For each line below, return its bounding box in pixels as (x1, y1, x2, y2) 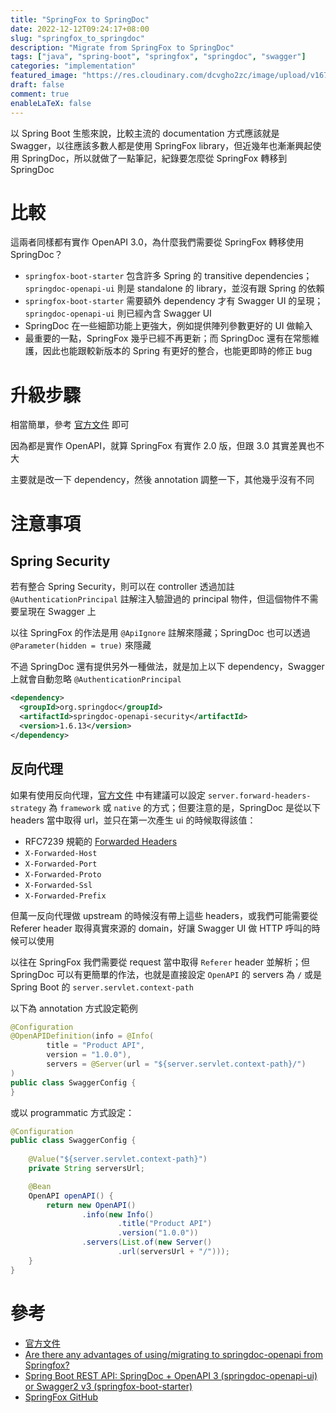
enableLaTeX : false (10, 98, 92, 108)
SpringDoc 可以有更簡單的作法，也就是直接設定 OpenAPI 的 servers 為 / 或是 (10, 968, 323, 980)
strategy (10, 803, 47, 813)
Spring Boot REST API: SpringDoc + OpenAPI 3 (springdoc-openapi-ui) (24, 1369, 318, 1381)
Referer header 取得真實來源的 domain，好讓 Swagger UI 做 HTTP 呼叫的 (10, 922, 312, 934)
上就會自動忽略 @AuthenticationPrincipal (10, 673, 182, 685)
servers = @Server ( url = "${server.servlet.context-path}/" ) (46, 1059, 307, 1070)
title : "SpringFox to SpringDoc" (10, 14, 150, 25)
